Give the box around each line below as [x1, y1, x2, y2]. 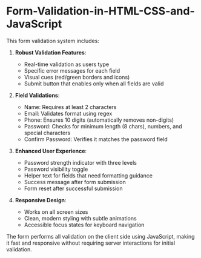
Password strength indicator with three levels [24, 159, 137, 166]
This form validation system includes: [6, 37, 100, 44]
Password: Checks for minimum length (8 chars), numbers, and [24, 122, 183, 130]
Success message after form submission [24, 178, 126, 185]
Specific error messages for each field [24, 67, 120, 74]
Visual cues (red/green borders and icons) [24, 73, 130, 81]
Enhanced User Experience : [15, 147, 87, 154]
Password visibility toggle [24, 165, 88, 173]
